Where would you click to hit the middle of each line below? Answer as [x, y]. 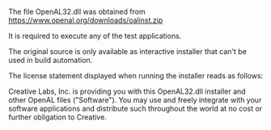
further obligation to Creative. [57, 117]
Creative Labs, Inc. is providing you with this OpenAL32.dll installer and [127, 91]
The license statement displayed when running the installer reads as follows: [136, 75]
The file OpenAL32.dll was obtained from [77, 12]
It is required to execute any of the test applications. [95, 36]
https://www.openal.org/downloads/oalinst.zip [86, 20]
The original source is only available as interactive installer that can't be [127, 51]
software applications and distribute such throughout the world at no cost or [135, 109]
